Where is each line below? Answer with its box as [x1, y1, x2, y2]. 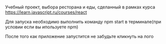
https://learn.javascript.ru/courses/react [5, 9, 87, 15]
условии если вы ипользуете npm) [5, 24, 79, 30]
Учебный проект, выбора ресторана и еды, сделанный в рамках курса [5, 4, 156, 10]
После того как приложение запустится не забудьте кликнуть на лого [5, 34, 154, 39]
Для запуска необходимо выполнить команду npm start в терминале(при [5, 19, 162, 24]
